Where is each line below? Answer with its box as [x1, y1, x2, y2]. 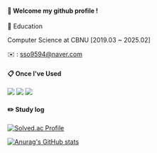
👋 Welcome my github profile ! [7, 6, 98, 15]
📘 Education [7, 22, 43, 30]
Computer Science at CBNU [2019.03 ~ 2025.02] [7, 36, 151, 45]
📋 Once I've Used [7, 69, 62, 78]
